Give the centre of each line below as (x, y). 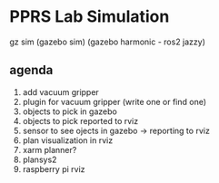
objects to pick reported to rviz (80, 120)
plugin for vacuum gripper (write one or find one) (114, 101)
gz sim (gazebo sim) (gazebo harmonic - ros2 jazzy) (108, 42)
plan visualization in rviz (68, 140)
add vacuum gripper (61, 91)
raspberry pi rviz (54, 169)
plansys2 (40, 159)
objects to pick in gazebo (70, 111)
